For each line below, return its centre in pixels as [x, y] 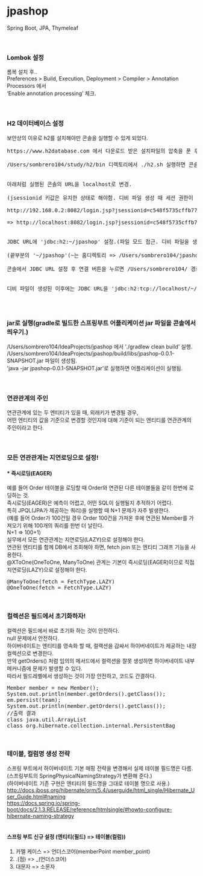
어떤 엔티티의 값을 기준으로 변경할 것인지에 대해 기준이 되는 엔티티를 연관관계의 [99, 420]
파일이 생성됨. [61, 361]
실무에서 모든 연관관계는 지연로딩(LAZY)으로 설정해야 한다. [76, 540]
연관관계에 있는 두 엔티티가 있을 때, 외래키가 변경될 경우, [73, 413]
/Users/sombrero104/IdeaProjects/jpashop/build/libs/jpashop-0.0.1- [91, 353]
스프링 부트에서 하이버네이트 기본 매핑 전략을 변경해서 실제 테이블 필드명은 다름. [100, 768]
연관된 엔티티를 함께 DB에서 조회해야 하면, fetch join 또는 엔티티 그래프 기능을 [98, 547]
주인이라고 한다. [26, 428]
